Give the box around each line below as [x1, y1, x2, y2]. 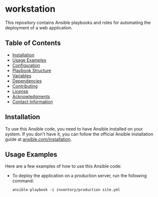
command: [12, 178, 34, 184]
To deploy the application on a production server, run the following [12, 173, 147, 179]
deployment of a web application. [5, 24, 73, 30]
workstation [5, 3, 55, 15]
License [12, 88, 28, 94]
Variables [12, 72, 31, 79]
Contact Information [12, 99, 53, 105]
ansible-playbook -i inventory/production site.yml [12, 187, 120, 193]
